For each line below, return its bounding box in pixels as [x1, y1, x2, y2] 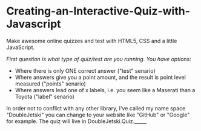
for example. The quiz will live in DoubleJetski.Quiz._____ [6, 117, 147, 125]
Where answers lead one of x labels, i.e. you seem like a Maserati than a [15, 86, 196, 93]
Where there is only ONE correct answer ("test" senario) [15, 67, 156, 74]
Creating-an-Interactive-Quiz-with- [6, 4, 191, 18]
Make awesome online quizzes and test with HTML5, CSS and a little [6, 37, 177, 44]
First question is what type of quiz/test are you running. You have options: [6, 55, 192, 62]
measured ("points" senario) [15, 80, 86, 87]
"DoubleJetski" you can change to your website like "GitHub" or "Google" [6, 111, 190, 118]
